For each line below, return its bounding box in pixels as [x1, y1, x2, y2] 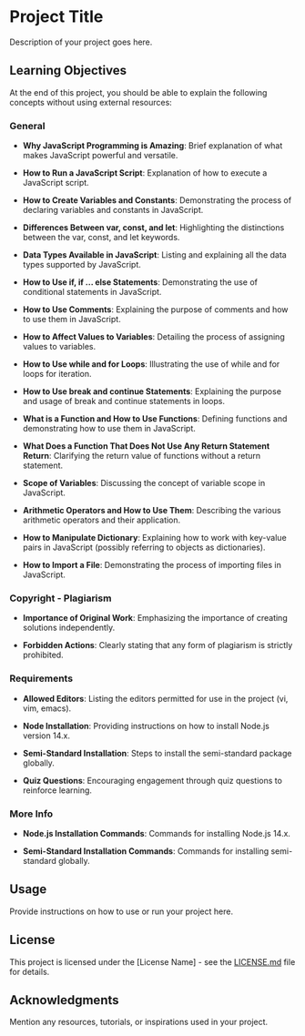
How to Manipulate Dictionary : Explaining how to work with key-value [22, 533, 287, 543]
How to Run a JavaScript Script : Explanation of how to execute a [22, 168, 268, 178]
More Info [9, 807, 54, 820]
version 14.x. [22, 730, 71, 741]
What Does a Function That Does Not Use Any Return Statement [22, 441, 270, 452]
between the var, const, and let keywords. [22, 232, 180, 243]
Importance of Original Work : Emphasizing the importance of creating [22, 613, 289, 624]
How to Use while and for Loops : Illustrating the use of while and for [22, 359, 280, 370]
